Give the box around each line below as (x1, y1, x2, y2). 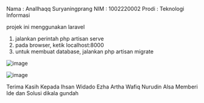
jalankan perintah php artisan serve (15, 35, 104, 42)
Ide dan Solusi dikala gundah (6, 90, 79, 96)
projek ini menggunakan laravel (6, 24, 85, 30)
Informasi (6, 12, 30, 19)
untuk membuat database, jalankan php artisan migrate (15, 48, 154, 55)
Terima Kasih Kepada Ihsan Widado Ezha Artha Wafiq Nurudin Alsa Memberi (6, 83, 198, 90)
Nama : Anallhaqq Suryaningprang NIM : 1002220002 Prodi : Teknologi (6, 5, 185, 12)
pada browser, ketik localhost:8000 (15, 42, 104, 48)
